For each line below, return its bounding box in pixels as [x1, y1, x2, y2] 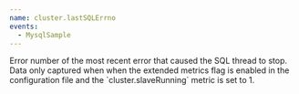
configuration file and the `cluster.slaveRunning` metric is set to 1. [9, 75, 255, 86]
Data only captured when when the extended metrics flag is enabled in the [9, 65, 290, 76]
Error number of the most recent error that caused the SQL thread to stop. [9, 56, 288, 67]
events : [9, 22, 39, 31]
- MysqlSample [17, 30, 71, 39]
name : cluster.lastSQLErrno [9, 13, 117, 23]
